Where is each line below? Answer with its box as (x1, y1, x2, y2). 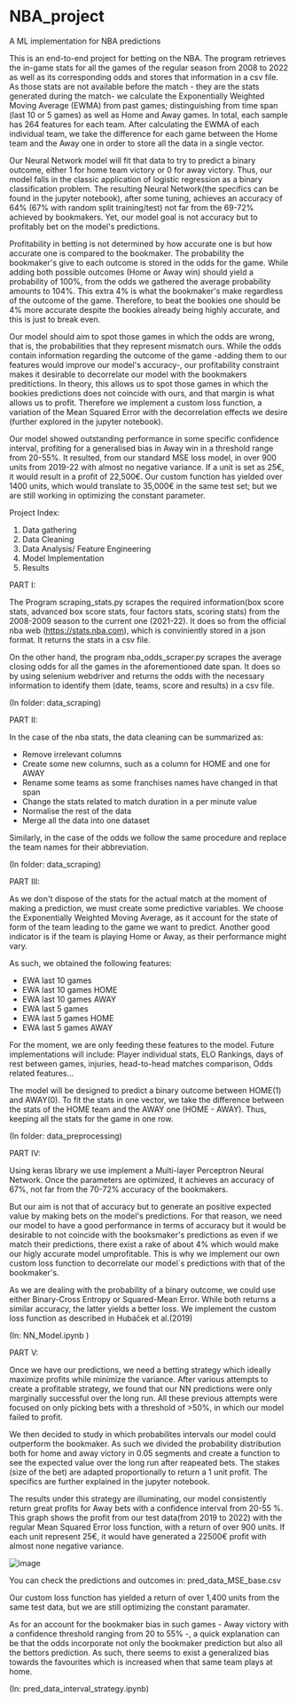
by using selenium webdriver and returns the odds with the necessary (9, 670, 265, 681)
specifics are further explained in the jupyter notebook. (9, 1475, 210, 1486)
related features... (9, 1067, 74, 1078)
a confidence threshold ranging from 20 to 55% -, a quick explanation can (9, 1628, 280, 1639)
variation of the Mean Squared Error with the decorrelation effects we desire (9, 406, 288, 417)
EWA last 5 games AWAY (21, 1022, 113, 1033)
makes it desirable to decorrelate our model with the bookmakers (9, 369, 247, 380)
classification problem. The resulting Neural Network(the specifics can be (9, 183, 279, 194)
